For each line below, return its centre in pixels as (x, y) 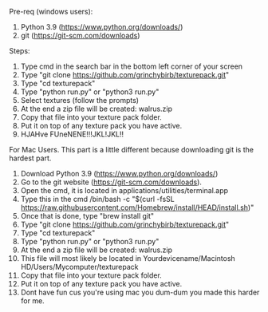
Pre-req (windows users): (51, 12)
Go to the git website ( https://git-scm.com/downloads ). (111, 182)
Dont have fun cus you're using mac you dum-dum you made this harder (140, 292)
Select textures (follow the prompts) (79, 100)
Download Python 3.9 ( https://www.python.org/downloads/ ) (119, 174)
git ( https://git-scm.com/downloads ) (80, 36)
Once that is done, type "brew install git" (87, 216)
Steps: (20, 51)
